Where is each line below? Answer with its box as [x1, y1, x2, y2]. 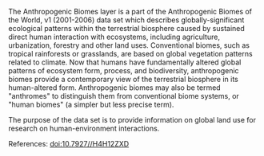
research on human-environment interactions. [8, 123, 160, 133]
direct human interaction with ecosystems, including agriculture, [8, 32, 220, 41]
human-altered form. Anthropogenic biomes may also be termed [8, 83, 222, 92]
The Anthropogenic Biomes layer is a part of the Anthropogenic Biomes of [8, 7, 253, 16]
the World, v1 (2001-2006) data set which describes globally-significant [8, 15, 245, 25]
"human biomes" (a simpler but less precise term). [8, 99, 174, 109]
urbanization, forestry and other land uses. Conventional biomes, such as [8, 41, 250, 50]
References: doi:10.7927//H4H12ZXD [8, 139, 130, 148]
